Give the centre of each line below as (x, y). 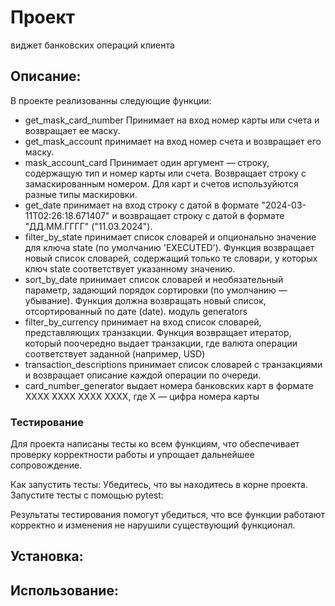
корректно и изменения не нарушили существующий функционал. (153, 525)
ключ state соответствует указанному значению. (130, 268)
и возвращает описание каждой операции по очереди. (143, 375)
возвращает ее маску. (72, 130)
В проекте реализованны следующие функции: (111, 100)
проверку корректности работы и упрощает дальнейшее (132, 455)
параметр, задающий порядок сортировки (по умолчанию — (156, 290)
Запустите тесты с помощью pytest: (87, 495)
